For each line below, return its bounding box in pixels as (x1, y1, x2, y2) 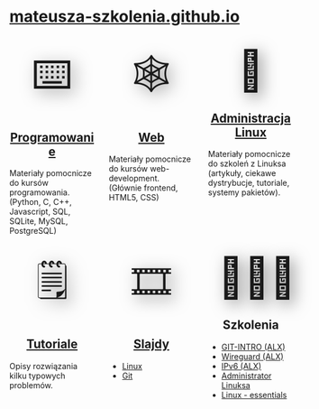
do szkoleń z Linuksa (207, 158, 287, 169)
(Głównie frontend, (108, 182, 178, 193)
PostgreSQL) (9, 226, 57, 237)
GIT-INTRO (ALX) (221, 341, 286, 352)
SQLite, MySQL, (9, 216, 68, 227)
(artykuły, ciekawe (207, 168, 277, 179)
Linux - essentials (221, 389, 287, 400)
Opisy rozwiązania (9, 360, 78, 371)
